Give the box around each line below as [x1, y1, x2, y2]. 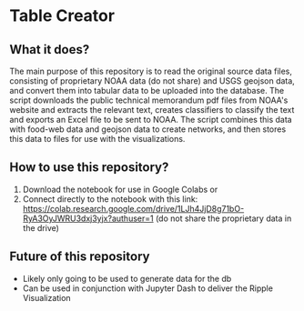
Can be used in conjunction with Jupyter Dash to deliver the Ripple [22, 283, 273, 294]
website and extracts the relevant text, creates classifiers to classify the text [9, 105, 295, 115]
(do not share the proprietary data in [155, 213, 292, 224]
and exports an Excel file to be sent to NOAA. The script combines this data [9, 115, 293, 125]
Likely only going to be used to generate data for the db [22, 273, 232, 284]
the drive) [22, 222, 59, 233]
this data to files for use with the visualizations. [9, 134, 186, 144]
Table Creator [9, 5, 116, 26]
